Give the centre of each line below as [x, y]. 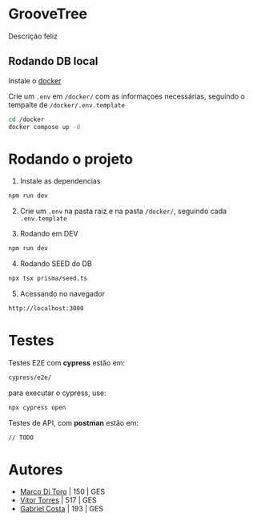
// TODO [21, 438]
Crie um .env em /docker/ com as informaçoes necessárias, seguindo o [127, 96]
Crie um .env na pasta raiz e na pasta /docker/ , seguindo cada [123, 211]
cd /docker [26, 119]
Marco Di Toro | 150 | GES [62, 492]
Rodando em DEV [49, 234]
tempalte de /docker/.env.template [67, 104]
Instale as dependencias [60, 181]
